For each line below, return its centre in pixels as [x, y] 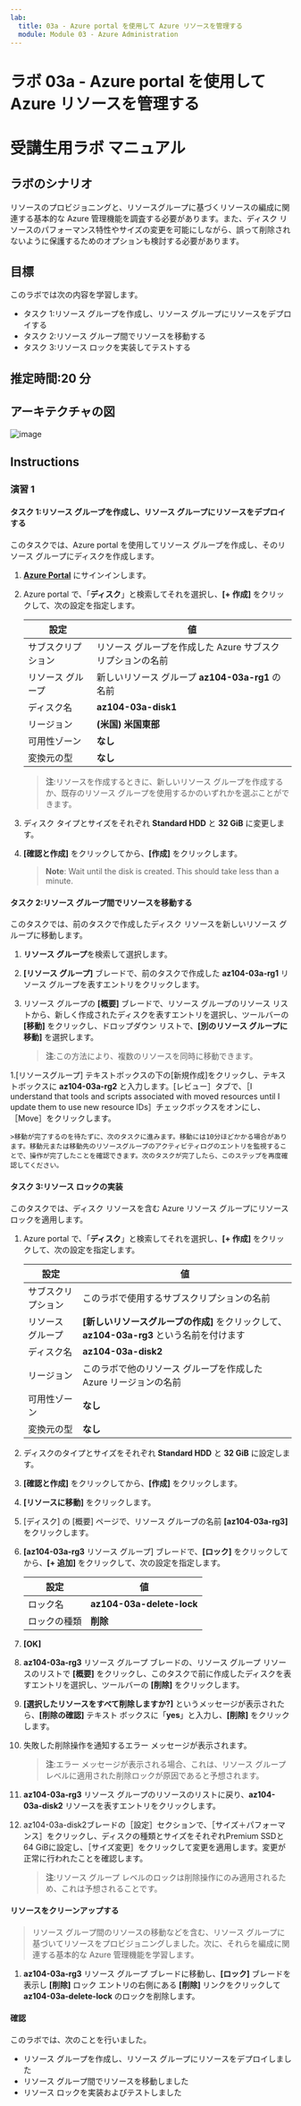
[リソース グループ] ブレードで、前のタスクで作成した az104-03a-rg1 [151, 974]
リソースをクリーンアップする [65, 1911]
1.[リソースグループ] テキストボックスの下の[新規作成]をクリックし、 [136, 1075]
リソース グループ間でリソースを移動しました [106, 2081]
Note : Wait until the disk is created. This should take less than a [162, 872]
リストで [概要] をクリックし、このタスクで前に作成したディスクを [161, 1673]
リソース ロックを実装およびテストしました [102, 2092]
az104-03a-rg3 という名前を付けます [164, 1335]
